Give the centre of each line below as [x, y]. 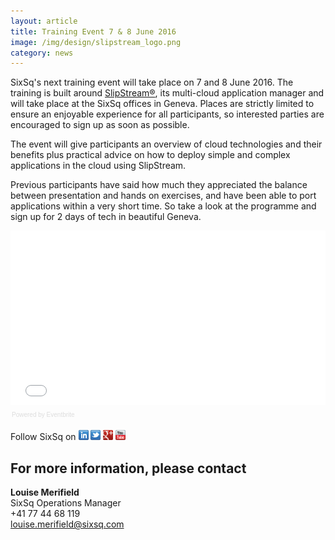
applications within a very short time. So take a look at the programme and [163, 206]
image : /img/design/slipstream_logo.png [96, 42]
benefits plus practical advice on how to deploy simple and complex [150, 155]
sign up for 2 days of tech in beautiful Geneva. [106, 217]
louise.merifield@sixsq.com [67, 524]
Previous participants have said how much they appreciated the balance [159, 185]
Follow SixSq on [43, 437]
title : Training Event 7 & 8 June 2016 [93, 31]
